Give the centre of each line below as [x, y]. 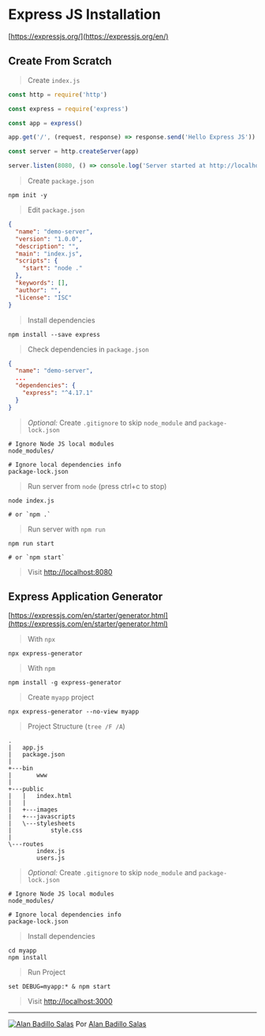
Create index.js [54, 80]
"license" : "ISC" [44, 297]
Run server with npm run [67, 529]
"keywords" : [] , [42, 283]
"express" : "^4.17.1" [58, 393]
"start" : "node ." [52, 268]
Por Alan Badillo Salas [111, 1024]
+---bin [21, 769]
